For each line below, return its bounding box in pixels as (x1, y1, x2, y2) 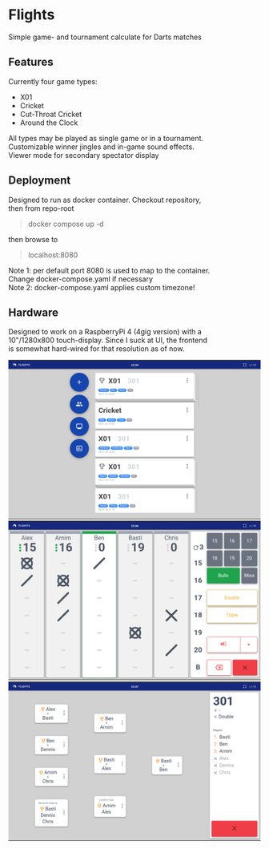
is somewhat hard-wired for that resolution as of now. (8, 344, 185, 354)
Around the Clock (19, 118, 78, 127)
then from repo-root (8, 203, 74, 213)
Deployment (8, 174, 71, 188)
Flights (8, 6, 55, 24)
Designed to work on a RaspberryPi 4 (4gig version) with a (8, 327, 202, 337)
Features (8, 55, 54, 69)
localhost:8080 (27, 250, 78, 260)
